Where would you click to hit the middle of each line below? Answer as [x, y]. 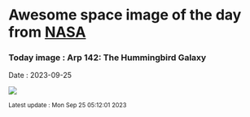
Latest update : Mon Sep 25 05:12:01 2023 [68, 106]
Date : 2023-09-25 [40, 76]
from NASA [47, 32]
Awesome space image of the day [125, 15]
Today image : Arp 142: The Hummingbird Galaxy [107, 58]
